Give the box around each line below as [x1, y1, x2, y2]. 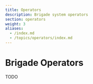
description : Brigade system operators [5, 12, 88, 17]
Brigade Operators [5, 57, 83, 68]
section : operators [5, 17, 46, 22]
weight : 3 [5, 21, 26, 27]
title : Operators [5, 7, 41, 13]
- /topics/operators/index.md [9, 36, 72, 41]
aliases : [5, 26, 23, 31]
